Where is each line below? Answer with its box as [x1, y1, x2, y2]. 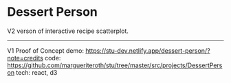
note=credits [7, 54, 43, 62]
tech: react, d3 [16, 68, 58, 76]
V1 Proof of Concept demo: [7, 46, 85, 55]
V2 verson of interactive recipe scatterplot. [7, 27, 129, 35]
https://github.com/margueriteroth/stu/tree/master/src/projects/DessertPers [7, 61, 223, 69]
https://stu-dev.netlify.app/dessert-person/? [85, 46, 211, 55]
